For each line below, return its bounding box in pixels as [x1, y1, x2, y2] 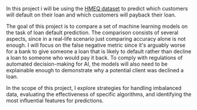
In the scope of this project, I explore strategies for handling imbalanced [6, 85, 182, 91]
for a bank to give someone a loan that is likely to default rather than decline [6, 48, 192, 55]
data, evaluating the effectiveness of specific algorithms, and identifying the [6, 91, 192, 98]
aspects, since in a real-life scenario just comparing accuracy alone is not [6, 35, 186, 42]
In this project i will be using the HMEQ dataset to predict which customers [6, 5, 188, 12]
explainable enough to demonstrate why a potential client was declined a [6, 67, 184, 73]
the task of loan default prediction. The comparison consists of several [6, 29, 179, 36]
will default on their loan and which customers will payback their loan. [6, 11, 176, 18]
